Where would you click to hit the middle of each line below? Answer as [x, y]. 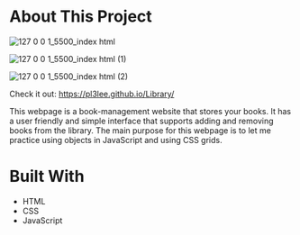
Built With [47, 176]
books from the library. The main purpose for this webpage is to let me [141, 130]
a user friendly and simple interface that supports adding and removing [141, 121]
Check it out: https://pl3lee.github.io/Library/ [92, 94]
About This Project [81, 17]
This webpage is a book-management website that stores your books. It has [150, 111]
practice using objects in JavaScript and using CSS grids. [116, 140]
